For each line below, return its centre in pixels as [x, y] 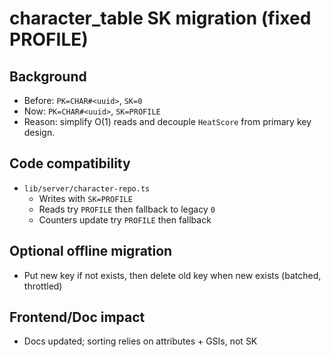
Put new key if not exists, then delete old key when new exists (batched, [172, 275]
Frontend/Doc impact [77, 317]
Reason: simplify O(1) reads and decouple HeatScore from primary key [167, 121]
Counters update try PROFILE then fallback [125, 219]
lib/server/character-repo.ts [87, 188]
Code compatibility [70, 163]
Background [48, 76]
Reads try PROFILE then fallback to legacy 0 [127, 209]
